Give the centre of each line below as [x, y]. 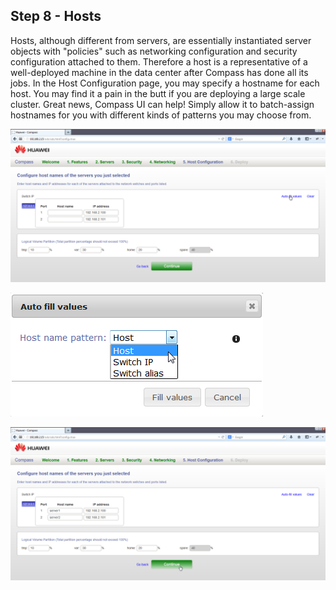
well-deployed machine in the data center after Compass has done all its [159, 72]
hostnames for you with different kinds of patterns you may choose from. [161, 115]
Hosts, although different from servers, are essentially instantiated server [161, 40]
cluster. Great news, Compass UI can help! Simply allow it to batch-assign [162, 104]
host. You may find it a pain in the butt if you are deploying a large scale [158, 93]
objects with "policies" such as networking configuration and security [154, 51]
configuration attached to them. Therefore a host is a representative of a [159, 61]
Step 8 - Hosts [56, 16]
